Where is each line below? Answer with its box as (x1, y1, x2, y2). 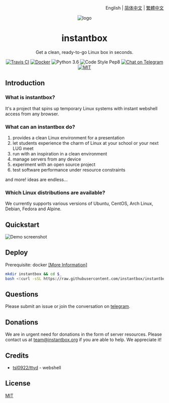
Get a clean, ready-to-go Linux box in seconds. (36, 49, 133, 55)
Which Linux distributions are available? (5, 189, 106, 196)
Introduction (5, 79, 45, 88)
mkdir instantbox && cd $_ (5, 271, 62, 276)
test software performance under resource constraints (12, 167, 126, 173)
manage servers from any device (12, 156, 81, 162)
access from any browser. (5, 111, 59, 117)
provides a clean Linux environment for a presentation (12, 134, 125, 140)
